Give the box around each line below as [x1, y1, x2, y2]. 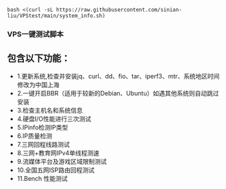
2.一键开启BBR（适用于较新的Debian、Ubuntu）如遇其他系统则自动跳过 [16, 89, 219, 97]
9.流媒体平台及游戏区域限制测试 [16, 157, 108, 165]
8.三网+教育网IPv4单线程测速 [16, 149, 100, 157]
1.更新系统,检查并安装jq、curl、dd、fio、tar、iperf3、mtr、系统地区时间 [16, 72, 221, 80]
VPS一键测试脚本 [7, 29, 64, 39]
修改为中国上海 [16, 81, 60, 89]
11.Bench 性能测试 [16, 174, 68, 182]
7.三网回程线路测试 [16, 140, 71, 148]
